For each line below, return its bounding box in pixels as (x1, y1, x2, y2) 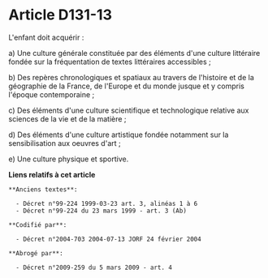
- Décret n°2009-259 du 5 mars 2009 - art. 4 (15, 263, 173, 272)
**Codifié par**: (8, 220, 67, 229)
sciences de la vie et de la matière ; (8, 113, 128, 123)
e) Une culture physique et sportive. (8, 154, 129, 164)
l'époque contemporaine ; (8, 89, 95, 99)
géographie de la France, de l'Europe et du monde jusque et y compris (8, 81, 245, 91)
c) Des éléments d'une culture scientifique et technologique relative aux (8, 105, 249, 115)
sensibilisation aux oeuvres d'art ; (8, 138, 121, 148)
